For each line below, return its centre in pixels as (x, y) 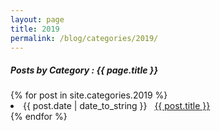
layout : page (37, 19)
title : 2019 (35, 29)
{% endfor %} (39, 117)
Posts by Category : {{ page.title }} (84, 70)
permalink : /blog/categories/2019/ (84, 38)
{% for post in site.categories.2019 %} (89, 95)
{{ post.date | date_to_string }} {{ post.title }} (117, 106)
